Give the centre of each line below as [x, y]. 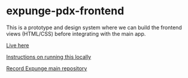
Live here [18, 45]
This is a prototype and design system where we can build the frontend [94, 27]
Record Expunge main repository [47, 68]
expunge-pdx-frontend [65, 11]
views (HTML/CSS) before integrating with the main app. [76, 33]
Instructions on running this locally [49, 57]
